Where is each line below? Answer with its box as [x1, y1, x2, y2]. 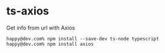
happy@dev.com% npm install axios [6, 41, 94, 47]
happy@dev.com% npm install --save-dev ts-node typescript [6, 36, 160, 42]
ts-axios [6, 4, 49, 18]
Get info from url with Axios [6, 24, 75, 31]
